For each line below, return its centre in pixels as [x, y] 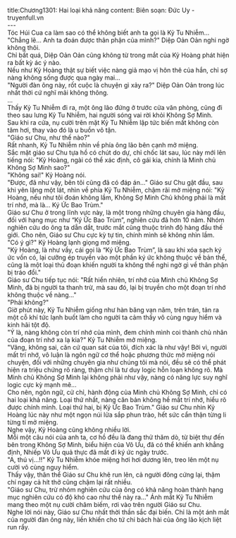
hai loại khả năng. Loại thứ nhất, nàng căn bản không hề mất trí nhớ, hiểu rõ [117, 400]
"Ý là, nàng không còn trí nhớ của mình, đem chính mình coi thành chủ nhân [117, 332]
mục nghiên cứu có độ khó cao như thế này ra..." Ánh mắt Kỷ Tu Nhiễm [110, 497]
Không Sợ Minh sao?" [39, 167]
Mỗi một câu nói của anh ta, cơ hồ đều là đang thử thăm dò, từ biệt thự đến [116, 437]
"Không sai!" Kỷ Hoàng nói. [47, 175]
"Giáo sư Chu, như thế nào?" [49, 137]
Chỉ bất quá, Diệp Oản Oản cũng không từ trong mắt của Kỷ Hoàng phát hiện [118, 55]
